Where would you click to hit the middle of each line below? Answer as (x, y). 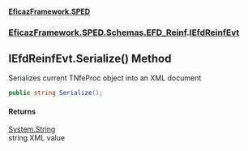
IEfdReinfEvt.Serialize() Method (90, 58)
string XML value (37, 138)
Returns (22, 111)
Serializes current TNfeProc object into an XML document (105, 78)
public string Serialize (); (56, 93)
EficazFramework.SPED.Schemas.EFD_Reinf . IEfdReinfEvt (124, 32)
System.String (32, 129)
